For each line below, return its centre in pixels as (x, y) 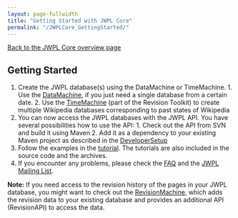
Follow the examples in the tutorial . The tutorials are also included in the (124, 148)
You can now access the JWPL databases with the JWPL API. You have (123, 118)
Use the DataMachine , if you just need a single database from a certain (122, 95)
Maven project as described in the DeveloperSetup (93, 141)
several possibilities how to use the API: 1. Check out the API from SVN (122, 125)
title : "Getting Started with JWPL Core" (70, 21)
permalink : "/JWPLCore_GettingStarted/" (69, 27)
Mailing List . (35, 171)
